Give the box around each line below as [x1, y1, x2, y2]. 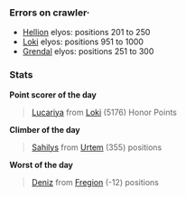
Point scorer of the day [9, 89, 98, 100]
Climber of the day [9, 124, 81, 135]
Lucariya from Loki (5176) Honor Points [31, 107, 178, 117]
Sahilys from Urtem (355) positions [31, 142, 163, 153]
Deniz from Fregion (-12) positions [31, 176, 160, 187]
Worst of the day [9, 159, 74, 170]
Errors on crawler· [9, 6, 90, 19]
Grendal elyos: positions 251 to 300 [22, 46, 154, 57]
